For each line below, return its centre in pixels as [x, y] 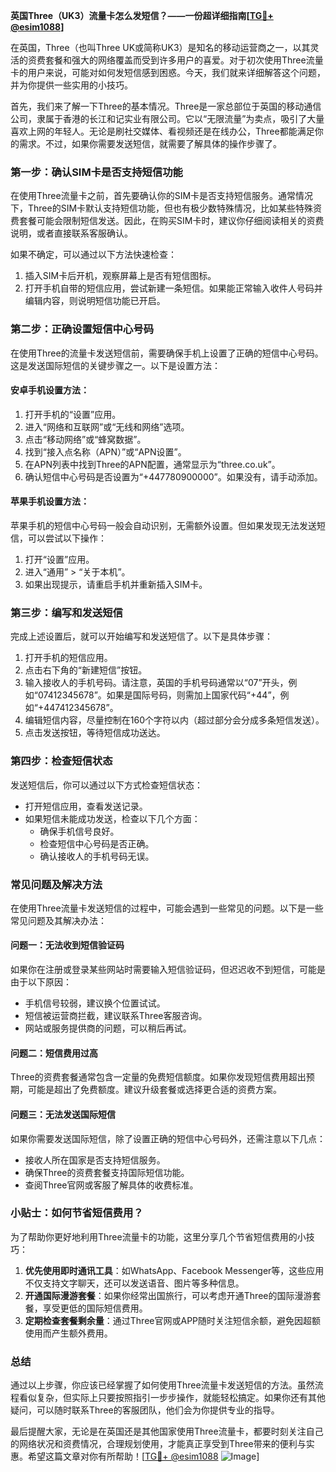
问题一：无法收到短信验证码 [67, 945]
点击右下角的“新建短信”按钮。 [86, 670]
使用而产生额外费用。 [68, 1333]
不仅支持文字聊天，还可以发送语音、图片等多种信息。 [134, 1283]
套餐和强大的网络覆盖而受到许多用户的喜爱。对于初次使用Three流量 [184, 60]
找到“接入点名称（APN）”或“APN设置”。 [105, 451]
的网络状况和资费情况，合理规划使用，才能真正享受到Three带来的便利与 [158, 1444]
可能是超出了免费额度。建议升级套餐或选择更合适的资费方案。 [154, 1090]
